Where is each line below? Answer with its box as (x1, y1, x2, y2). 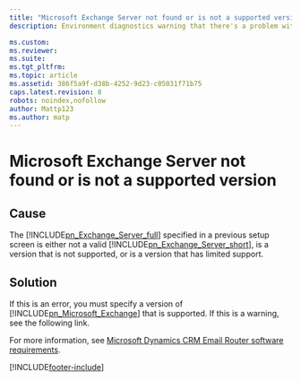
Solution (9, 274, 57, 290)
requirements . (9, 344, 61, 355)
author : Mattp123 (9, 104, 74, 113)
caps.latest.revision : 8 (9, 87, 102, 97)
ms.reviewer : (9, 46, 58, 55)
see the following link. (9, 317, 90, 328)
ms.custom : (9, 38, 50, 47)
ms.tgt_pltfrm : (9, 63, 66, 72)
